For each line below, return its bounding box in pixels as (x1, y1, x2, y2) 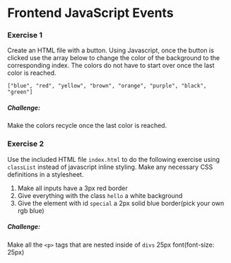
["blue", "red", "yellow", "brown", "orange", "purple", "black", (7, 83, 207, 90)
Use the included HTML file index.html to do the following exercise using (7, 155, 220, 163)
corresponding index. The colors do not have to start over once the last (7, 62, 215, 70)
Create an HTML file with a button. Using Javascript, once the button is (7, 46, 214, 54)
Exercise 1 (7, 30, 43, 40)
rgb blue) (17, 206, 45, 215)
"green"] (7, 88, 33, 96)
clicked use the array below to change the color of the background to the (7, 54, 220, 62)
